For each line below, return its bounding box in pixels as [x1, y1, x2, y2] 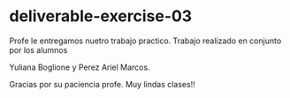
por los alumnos [9, 44, 68, 55]
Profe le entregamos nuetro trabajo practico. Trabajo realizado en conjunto [9, 35, 282, 46]
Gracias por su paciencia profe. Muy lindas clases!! [9, 79, 196, 89]
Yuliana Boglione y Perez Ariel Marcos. [9, 62, 150, 72]
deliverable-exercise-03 [9, 6, 193, 26]
